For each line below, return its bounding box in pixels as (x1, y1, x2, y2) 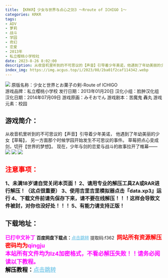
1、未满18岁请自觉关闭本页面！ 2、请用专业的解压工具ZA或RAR (5, 180, 155, 187)
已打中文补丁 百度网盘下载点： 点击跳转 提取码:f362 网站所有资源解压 (5, 234, 162, 241)
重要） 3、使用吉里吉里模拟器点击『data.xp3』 (45, 187, 156, 194)
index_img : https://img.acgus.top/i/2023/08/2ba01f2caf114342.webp (5, 68, 149, 73)
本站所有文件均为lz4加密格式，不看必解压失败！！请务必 (5, 250, 155, 258)
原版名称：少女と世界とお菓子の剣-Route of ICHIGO (11, 82, 118, 88)
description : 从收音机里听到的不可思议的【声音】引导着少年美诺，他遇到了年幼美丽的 (5, 63, 161, 68)
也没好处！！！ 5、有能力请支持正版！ (35, 202, 125, 209)
